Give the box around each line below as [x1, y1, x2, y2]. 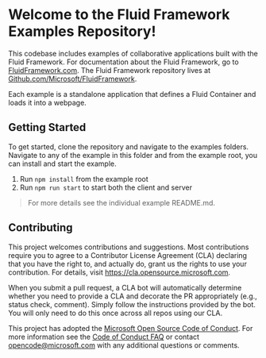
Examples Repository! [8, 22, 156, 40]
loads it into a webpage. [8, 98, 87, 107]
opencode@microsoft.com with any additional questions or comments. [8, 340, 240, 350]
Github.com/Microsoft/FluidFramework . [8, 74, 137, 83]
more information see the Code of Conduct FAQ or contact [8, 332, 200, 341]
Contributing [8, 221, 73, 235]
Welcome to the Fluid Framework [8, 6, 230, 24]
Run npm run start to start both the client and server [19, 183, 193, 192]
